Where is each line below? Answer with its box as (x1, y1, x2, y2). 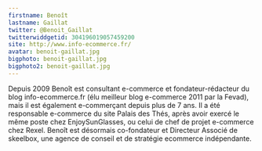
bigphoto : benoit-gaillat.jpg (8, 56, 107, 63)
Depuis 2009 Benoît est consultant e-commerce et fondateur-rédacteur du (8, 84, 249, 93)
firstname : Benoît (8, 11, 68, 20)
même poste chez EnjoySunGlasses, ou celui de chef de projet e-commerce (8, 117, 254, 126)
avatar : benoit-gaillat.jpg (8, 48, 100, 56)
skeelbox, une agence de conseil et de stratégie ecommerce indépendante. (8, 134, 253, 143)
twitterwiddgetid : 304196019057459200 (8, 33, 135, 41)
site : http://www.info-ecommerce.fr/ (8, 41, 132, 49)
